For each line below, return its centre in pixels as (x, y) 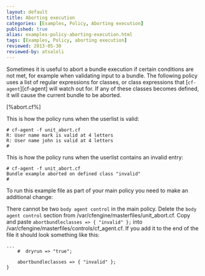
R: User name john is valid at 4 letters (60, 140)
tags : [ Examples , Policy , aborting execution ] (67, 40)
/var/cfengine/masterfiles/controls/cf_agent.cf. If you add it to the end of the (102, 228)
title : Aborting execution (41, 18)
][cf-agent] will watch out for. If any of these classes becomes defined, (110, 89)
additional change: (30, 197)
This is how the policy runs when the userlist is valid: (73, 118)
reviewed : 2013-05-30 (34, 46)
